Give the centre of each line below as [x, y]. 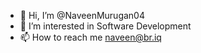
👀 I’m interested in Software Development [105, 26]
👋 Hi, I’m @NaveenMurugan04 [82, 15]
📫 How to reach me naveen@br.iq [90, 37]
